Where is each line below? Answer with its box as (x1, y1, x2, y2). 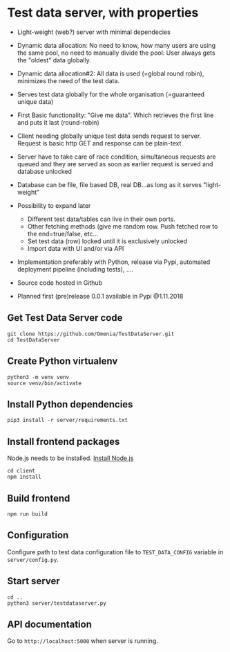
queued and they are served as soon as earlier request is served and (17, 159, 213, 168)
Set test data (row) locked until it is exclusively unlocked (27, 237, 188, 245)
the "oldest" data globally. (17, 55, 91, 64)
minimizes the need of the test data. (17, 76, 119, 85)
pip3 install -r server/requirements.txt (7, 417, 128, 424)
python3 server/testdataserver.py (7, 599, 107, 607)
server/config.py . (7, 555, 59, 563)
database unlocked (17, 167, 73, 175)
